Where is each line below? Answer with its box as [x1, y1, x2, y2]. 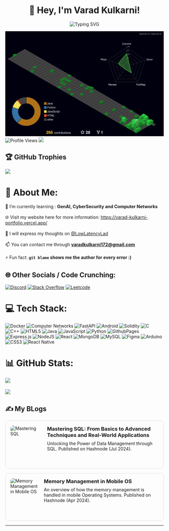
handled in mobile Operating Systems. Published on [43, 492, 151, 498]
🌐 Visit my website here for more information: [5, 214, 100, 220]
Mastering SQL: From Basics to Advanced [47, 425, 151, 432]
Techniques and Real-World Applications [47, 432, 150, 439]
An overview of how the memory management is [43, 487, 145, 493]
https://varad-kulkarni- [100, 214, 148, 220]
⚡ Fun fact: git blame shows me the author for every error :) [5, 254, 132, 260]
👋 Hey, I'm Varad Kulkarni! [29, 5, 140, 16]
